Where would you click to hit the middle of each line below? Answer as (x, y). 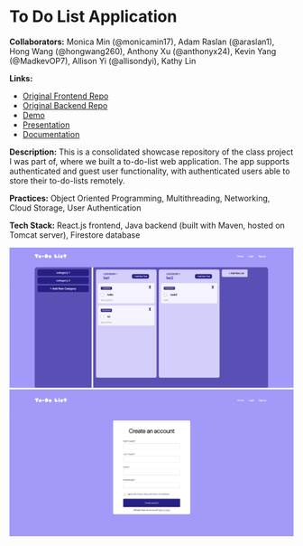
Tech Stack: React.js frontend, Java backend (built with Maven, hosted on (147, 225)
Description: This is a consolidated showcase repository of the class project (151, 152)
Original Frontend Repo (65, 96)
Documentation (51, 134)
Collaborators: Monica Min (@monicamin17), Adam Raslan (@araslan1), (142, 42)
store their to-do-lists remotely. (67, 180)
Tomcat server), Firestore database (75, 235)
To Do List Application (93, 17)
